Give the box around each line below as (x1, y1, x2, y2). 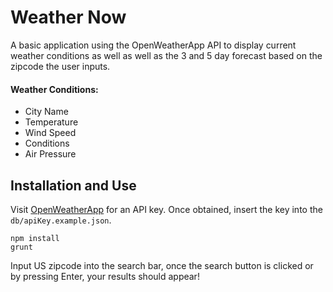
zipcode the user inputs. (10, 60, 111, 72)
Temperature (24, 116, 79, 128)
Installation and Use (10, 177, 137, 194)
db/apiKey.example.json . (10, 214, 112, 226)
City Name (24, 106, 69, 118)
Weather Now (10, 6, 127, 29)
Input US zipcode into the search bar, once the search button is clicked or (10, 259, 314, 271)
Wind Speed (24, 127, 77, 139)
